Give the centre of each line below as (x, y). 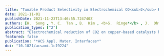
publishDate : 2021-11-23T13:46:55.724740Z (49, 19)
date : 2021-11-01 (23, 14)
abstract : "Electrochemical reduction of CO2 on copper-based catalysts (81, 32)
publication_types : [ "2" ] (31, 28)
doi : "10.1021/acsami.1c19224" (37, 46)
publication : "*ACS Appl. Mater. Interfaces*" (53, 41)
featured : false (21, 37)
